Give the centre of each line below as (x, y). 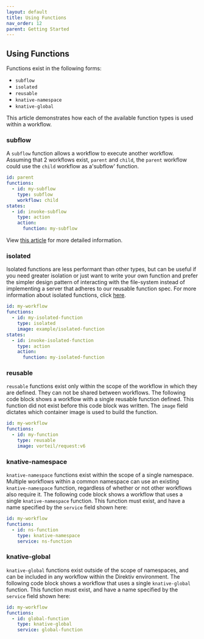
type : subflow (35, 195)
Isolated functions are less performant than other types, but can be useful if (101, 270)
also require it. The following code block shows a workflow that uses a (95, 494)
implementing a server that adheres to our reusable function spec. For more (101, 289)
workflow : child (38, 200)
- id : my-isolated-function (47, 318)
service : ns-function (44, 541)
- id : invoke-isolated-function (53, 340)
